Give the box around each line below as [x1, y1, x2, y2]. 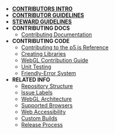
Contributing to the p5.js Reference [21, 44, 109, 51]
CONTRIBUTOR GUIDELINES [11, 12, 85, 19]
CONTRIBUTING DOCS [11, 24, 70, 32]
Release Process [21, 121, 63, 128]
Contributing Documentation [21, 31, 93, 38]
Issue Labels [21, 89, 53, 96]
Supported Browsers [21, 102, 73, 109]
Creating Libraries [21, 50, 67, 57]
